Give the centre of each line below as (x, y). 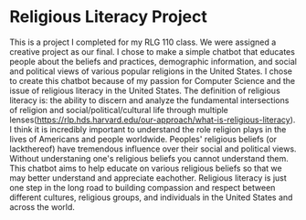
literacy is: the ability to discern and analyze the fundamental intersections (149, 100)
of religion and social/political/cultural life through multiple (119, 110)
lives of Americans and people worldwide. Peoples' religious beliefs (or (143, 139)
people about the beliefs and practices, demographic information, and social (153, 61)
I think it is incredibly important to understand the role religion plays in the (148, 129)
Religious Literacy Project (108, 17)
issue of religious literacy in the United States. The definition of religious (145, 90)
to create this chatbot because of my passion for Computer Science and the (153, 80)
